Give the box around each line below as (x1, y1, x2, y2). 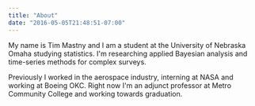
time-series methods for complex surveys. (8, 57, 147, 67)
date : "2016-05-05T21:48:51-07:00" (8, 19, 126, 27)
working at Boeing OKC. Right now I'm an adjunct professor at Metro (8, 80, 232, 90)
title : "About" (8, 11, 59, 20)
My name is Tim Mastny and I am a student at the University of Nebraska (8, 40, 246, 49)
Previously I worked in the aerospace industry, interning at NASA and (8, 72, 234, 82)
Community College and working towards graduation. (8, 89, 183, 98)
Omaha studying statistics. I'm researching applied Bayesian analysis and (8, 49, 248, 58)
